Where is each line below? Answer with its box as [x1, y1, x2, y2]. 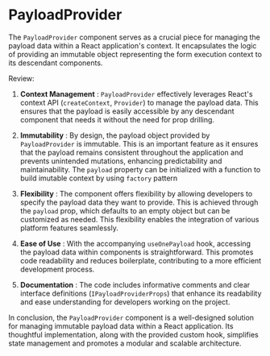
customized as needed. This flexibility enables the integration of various [19, 214, 260, 224]
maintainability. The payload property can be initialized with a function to [19, 164, 261, 174]
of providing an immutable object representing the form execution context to [8, 49, 262, 59]
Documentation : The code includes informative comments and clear [19, 279, 251, 289]
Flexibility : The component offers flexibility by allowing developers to [19, 188, 253, 198]
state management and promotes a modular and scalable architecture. [8, 338, 242, 348]
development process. [19, 264, 95, 274]
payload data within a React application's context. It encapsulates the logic [8, 40, 257, 50]
